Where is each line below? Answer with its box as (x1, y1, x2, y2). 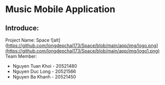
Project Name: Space (5, 37, 50, 43)
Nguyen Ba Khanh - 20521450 (12, 74, 76, 79)
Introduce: (5, 24, 39, 32)
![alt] (50, 37, 61, 43)
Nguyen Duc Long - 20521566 (12, 68, 76, 74)
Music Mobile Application (5, 4, 116, 15)
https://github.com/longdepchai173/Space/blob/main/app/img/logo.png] (7, 42, 158, 49)
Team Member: (5, 53, 37, 59)
